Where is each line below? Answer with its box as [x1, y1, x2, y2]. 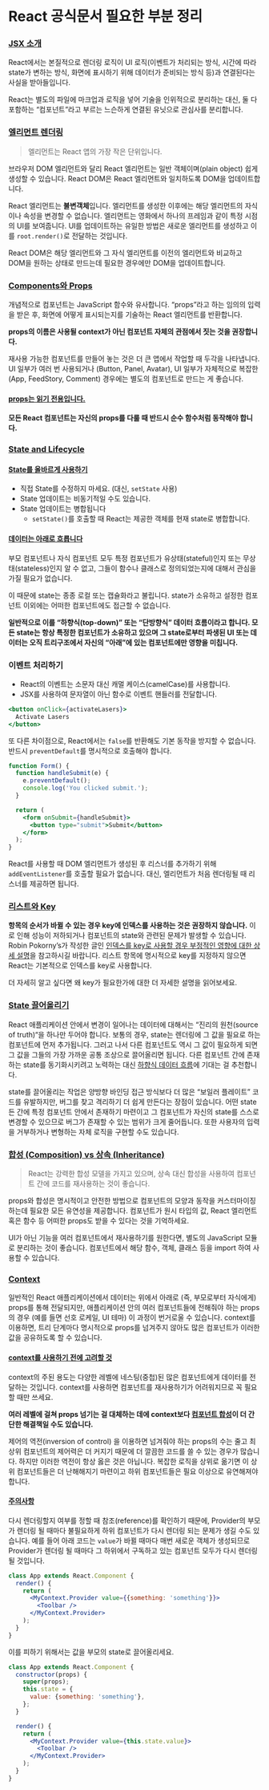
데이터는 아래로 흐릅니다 [8, 534, 83, 543]
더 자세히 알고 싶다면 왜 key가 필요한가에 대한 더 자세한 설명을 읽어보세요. [8, 978, 238, 988]
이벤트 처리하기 [8, 660, 64, 671]
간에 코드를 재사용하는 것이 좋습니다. [36, 1179, 151, 1188]
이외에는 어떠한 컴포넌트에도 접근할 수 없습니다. [22, 600, 171, 610]
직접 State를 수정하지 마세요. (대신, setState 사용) [19, 484, 178, 493]
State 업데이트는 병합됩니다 [19, 504, 106, 513]
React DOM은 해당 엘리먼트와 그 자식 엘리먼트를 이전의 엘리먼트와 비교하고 [8, 248, 243, 258]
